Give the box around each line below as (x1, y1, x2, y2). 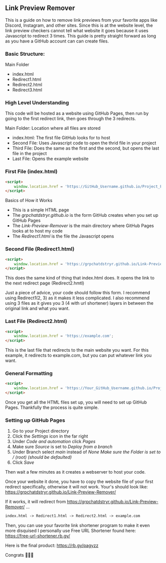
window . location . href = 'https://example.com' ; (14, 333, 114, 339)
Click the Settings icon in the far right (12, 433, 88, 439)
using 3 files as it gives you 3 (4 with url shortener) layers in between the (5, 300, 154, 306)
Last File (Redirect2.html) (5, 318, 68, 325)
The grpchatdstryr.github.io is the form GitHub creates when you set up (12, 212, 159, 218)
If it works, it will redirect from (5, 499, 66, 505)
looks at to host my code (12, 228, 63, 234)
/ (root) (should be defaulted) (12, 454, 72, 460)
